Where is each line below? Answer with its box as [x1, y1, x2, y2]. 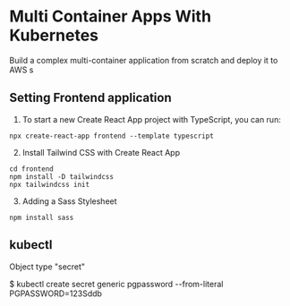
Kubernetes [9, 25, 99, 46]
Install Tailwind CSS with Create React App [21, 147, 181, 157]
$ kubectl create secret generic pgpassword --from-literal [9, 278, 224, 289]
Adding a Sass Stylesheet [21, 195, 118, 207]
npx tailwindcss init [9, 180, 90, 189]
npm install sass [9, 213, 74, 222]
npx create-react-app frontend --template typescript [9, 132, 215, 140]
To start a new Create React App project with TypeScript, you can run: [21, 114, 282, 124]
